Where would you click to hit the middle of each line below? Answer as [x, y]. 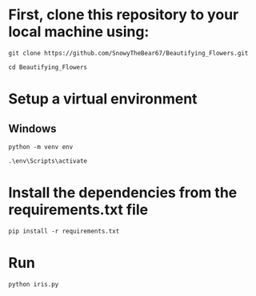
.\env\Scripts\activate [48, 161]
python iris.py [34, 284]
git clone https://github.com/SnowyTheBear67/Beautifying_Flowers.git [128, 53]
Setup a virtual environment [103, 99]
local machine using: [79, 32]
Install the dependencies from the [123, 193]
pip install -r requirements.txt [64, 231]
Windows [32, 129]
